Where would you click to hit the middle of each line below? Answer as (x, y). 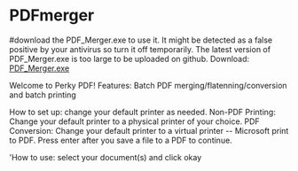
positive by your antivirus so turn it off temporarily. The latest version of (140, 49)
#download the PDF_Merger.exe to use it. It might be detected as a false (141, 40)
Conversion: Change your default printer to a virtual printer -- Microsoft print (149, 130)
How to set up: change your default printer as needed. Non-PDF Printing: (143, 112)
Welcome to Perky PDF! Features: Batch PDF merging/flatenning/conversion (148, 85)
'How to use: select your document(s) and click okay (106, 157)
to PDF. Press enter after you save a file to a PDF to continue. (121, 140)
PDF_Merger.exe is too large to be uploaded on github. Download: (129, 58)
